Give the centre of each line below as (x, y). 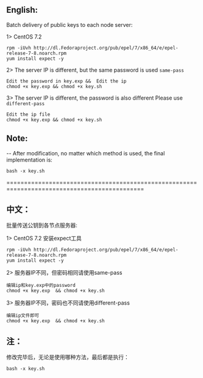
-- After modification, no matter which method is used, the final (86, 153)
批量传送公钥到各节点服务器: (42, 225)
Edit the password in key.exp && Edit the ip (66, 81)
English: (22, 10)
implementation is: (30, 160)
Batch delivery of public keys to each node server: (69, 24)
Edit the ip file (28, 114)
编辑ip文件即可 (23, 316)
